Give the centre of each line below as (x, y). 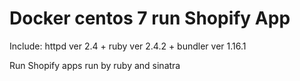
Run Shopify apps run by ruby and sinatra (95, 65)
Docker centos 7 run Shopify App (150, 18)
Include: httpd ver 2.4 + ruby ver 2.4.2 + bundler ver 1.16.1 (128, 46)
